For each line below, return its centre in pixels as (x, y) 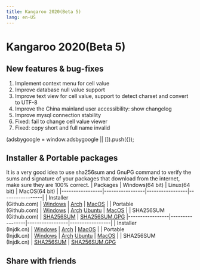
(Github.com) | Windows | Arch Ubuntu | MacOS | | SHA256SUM (86, 210)
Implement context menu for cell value (62, 83)
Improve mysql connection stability (58, 115)
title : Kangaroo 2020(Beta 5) (44, 12)
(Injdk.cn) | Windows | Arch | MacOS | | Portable (65, 229)
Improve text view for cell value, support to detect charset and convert (101, 96)
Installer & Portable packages (62, 158)
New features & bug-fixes (55, 69)
